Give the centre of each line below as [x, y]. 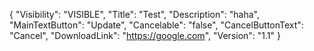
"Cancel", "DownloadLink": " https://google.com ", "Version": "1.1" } [145, 35]
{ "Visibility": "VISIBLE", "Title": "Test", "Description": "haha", [134, 14]
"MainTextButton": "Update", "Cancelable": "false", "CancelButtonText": [156, 25]
